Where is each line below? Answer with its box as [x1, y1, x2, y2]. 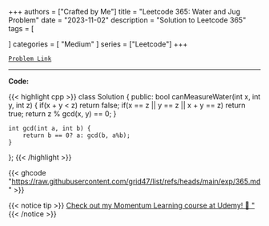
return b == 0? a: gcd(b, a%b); [22, 131, 130, 139]
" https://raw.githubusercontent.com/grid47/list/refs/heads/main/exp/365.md [8, 176, 261, 186]
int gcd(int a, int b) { [8, 124, 91, 132]
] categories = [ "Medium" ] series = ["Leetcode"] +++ [8, 39, 188, 49]
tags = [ [8, 24, 34, 33]
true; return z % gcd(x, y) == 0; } [8, 109, 117, 119]
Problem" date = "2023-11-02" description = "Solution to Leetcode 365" [8, 15, 247, 25]
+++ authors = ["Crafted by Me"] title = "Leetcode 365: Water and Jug [8, 7, 241, 16]
